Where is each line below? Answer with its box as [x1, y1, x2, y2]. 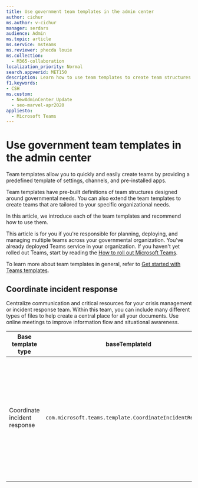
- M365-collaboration [11, 58, 65, 64]
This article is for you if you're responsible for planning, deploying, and [6, 230, 178, 237]
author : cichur [6, 14, 44, 20]
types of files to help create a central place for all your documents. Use [6, 312, 179, 319]
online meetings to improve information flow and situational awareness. [6, 319, 180, 325]
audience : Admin [6, 31, 46, 37]
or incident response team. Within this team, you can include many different [6, 306, 190, 313]
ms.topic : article [6, 36, 51, 42]
